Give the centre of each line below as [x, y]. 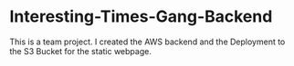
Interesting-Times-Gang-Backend [141, 17]
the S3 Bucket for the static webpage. [81, 51]
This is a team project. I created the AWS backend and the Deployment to [147, 42]
